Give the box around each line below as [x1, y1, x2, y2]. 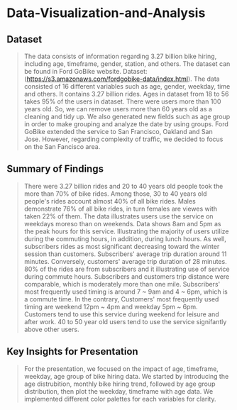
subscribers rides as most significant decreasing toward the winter [23, 242, 220, 250]
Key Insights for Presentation [6, 345, 139, 358]
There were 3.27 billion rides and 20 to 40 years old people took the [23, 182, 224, 190]
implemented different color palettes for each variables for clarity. [23, 394, 217, 403]
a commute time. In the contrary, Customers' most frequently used [23, 294, 219, 303]
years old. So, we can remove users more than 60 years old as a [23, 105, 212, 113]
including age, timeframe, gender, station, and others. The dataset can [23, 60, 231, 68]
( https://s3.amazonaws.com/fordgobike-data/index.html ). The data [23, 74, 221, 83]
